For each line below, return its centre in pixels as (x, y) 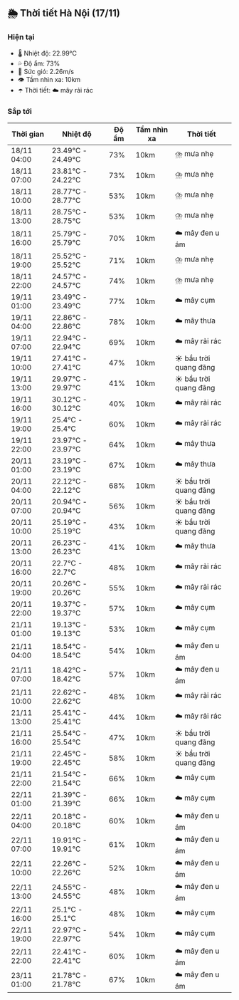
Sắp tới (20, 111)
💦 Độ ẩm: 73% (39, 63)
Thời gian (28, 134)
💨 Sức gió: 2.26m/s (46, 71)
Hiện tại (21, 37)
